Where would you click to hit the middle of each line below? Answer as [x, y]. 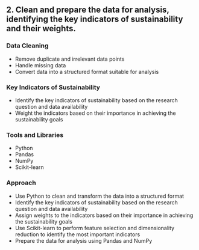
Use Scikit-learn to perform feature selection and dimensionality [95, 228]
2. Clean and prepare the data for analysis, [88, 10]
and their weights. [41, 29]
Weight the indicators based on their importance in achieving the [95, 113]
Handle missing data [40, 65]
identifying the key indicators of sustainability [95, 20]
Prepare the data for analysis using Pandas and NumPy [84, 240]
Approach [21, 183]
